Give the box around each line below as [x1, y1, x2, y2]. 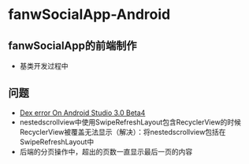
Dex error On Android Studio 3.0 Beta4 [19, 108, 146, 117]
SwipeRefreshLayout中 [19, 136, 95, 147]
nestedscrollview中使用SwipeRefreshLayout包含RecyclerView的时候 [19, 117, 242, 127]
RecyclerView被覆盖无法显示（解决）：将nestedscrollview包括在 [19, 127, 226, 136]
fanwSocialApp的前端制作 [8, 39, 137, 52]
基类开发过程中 [19, 61, 69, 70]
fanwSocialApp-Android [8, 6, 171, 24]
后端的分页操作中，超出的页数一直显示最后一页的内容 [19, 147, 193, 156]
